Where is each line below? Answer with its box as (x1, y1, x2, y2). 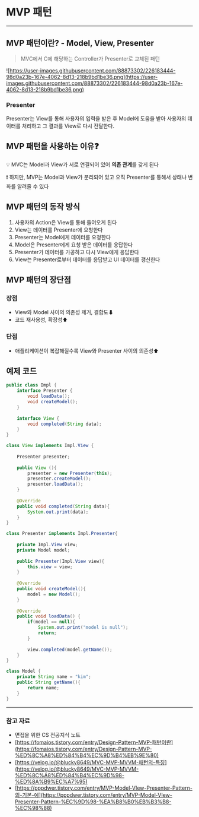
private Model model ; (17, 547, 70, 553)
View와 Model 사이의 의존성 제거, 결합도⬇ (14, 309, 114, 316)
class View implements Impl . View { (6, 443, 94, 449)
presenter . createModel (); (27, 476, 92, 482)
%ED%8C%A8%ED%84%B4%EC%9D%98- (14, 771, 124, 778)
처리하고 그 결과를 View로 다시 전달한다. (21, 122, 114, 129)
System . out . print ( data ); (27, 509, 89, 515)
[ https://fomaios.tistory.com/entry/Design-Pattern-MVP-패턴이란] (14, 739, 174, 746)
